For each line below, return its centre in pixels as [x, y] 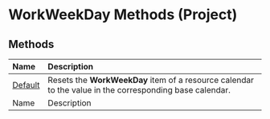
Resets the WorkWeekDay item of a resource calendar [151, 80]
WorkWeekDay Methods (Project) [123, 15]
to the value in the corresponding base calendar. [139, 90]
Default [26, 85]
